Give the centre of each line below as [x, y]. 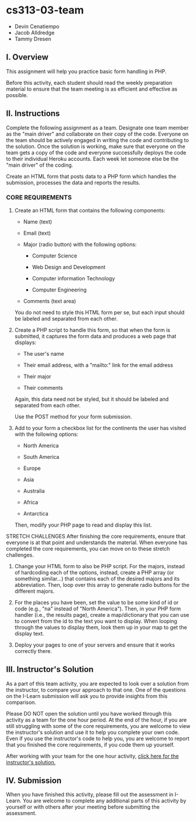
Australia [34, 491]
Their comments [43, 387]
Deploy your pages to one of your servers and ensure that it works [95, 645]
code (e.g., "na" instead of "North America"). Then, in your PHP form [98, 609]
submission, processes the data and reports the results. [73, 183]
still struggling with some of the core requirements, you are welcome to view [98, 726]
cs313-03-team [45, 10]
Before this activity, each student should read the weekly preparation [89, 83]
